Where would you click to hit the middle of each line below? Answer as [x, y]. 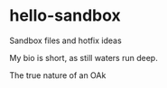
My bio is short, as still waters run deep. [83, 57]
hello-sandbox [65, 16]
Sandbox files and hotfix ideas [65, 40]
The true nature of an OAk [58, 75]
